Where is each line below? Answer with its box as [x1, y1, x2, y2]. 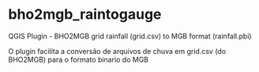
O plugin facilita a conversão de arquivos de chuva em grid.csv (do [8, 46, 227, 56]
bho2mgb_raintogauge [8, 5, 162, 23]
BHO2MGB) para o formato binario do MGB [8, 55, 149, 64]
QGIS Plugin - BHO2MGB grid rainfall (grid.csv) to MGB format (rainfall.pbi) [8, 31, 252, 41]
